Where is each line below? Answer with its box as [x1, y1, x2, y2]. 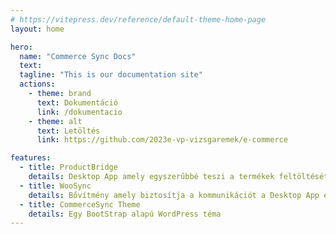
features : [10, 153, 52, 163]
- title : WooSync [19, 181, 92, 191]
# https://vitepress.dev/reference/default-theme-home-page [10, 14, 267, 25]
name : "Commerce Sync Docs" [19, 51, 137, 61]
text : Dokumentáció [36, 97, 118, 108]
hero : [10, 42, 33, 52]
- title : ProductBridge [19, 162, 118, 173]
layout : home [10, 24, 65, 34]
